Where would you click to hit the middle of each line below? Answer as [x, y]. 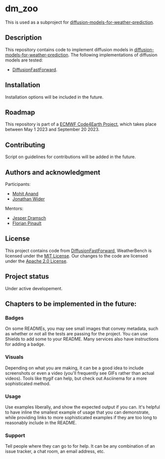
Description [23, 38]
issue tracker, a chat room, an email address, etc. [55, 452]
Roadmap [20, 112]
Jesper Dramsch [29, 218]
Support [15, 435]
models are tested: [24, 60]
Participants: [18, 184]
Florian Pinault [27, 223]
